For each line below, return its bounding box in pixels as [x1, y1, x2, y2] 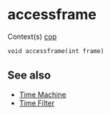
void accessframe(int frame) [7, 47, 105, 55]
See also [7, 69, 51, 82]
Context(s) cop [7, 32, 57, 41]
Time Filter [18, 98, 55, 108]
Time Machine [18, 90, 67, 99]
